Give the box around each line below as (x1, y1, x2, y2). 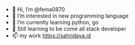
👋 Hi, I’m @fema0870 (12, 6, 65, 13)
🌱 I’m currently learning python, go (12, 19, 99, 26)
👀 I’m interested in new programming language (12, 12, 129, 19)
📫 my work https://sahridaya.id (12, 32, 91, 39)
